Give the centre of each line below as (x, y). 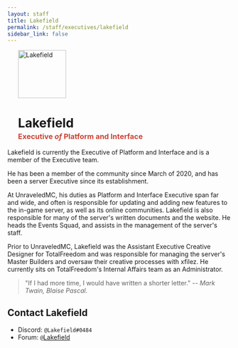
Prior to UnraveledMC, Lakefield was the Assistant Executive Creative (109, 246)
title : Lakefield (33, 21)
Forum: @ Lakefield (44, 337)
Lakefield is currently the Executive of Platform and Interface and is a (108, 152)
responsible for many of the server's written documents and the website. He (119, 217)
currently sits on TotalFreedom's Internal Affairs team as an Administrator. (115, 269)
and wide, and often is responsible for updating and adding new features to (118, 202)
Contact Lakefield (48, 313)
